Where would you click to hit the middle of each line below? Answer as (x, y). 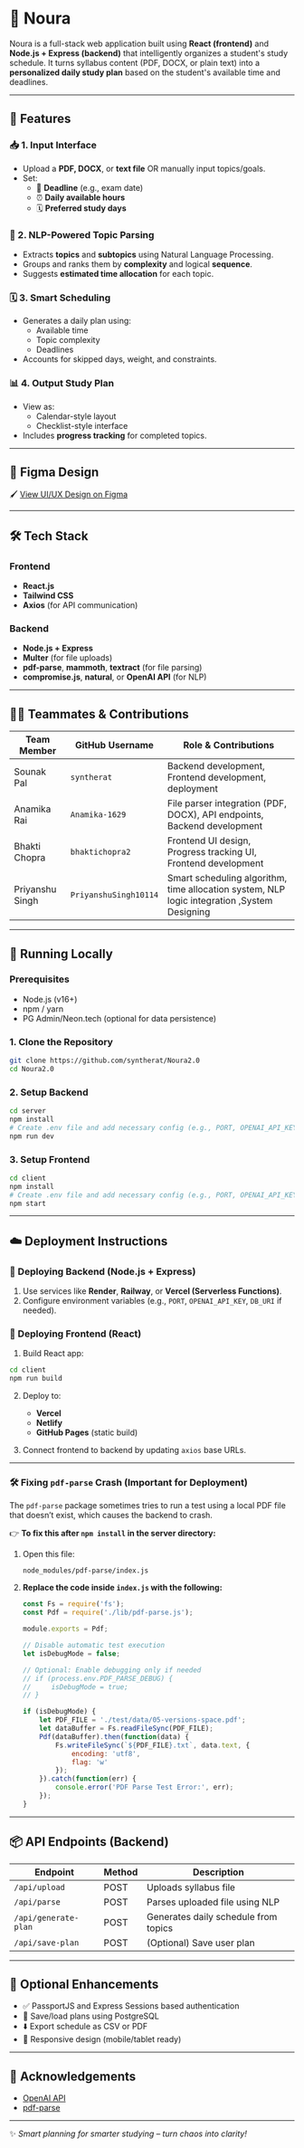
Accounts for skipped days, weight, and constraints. (119, 359)
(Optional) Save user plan (200, 1943)
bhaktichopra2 (100, 852)
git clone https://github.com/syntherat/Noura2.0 (105, 1061)
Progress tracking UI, (212, 852)
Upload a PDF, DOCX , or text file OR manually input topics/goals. (144, 168)
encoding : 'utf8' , (106, 1754)
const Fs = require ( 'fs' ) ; (73, 1604)
